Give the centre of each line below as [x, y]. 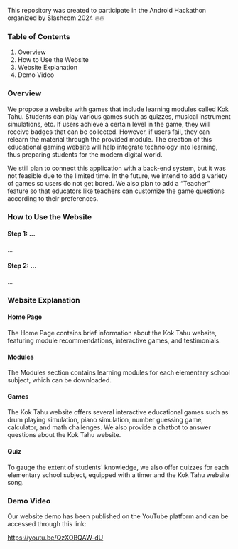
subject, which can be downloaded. [60, 380]
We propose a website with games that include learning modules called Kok [118, 109]
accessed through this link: [47, 523]
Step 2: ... [22, 266]
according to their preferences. [53, 198]
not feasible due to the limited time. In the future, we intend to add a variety [118, 176]
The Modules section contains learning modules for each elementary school [119, 372]
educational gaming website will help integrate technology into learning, [113, 147]
